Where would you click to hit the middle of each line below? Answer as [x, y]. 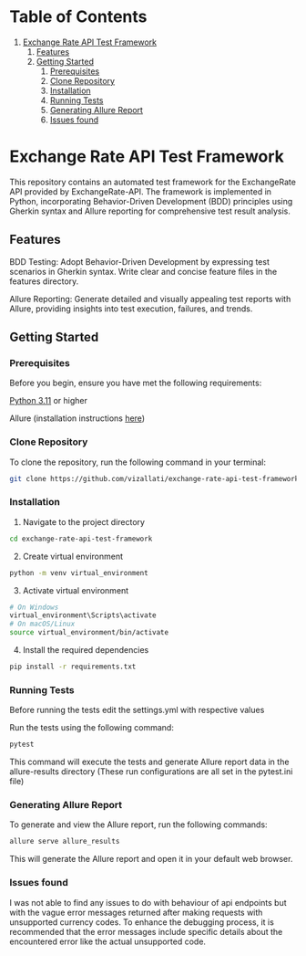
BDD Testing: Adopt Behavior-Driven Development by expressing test [140, 261]
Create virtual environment [73, 556]
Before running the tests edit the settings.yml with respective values [137, 710]
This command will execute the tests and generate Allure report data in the [149, 762]
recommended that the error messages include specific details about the [146, 931]
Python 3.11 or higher [49, 401]
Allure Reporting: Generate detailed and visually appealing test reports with [150, 299]
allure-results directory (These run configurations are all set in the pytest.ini [151, 772]
